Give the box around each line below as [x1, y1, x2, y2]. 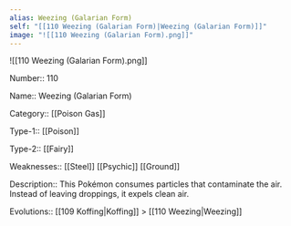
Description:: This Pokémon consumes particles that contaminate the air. [9, 179, 283, 190]
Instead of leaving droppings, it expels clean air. [9, 189, 190, 200]
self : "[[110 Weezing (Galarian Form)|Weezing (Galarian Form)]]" [9, 22, 267, 31]
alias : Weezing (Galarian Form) [9, 13, 132, 23]
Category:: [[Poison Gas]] [9, 108, 106, 119]
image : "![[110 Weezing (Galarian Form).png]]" [9, 30, 194, 39]
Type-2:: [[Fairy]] [9, 143, 75, 155]
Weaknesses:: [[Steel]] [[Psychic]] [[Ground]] [9, 161, 181, 172]
